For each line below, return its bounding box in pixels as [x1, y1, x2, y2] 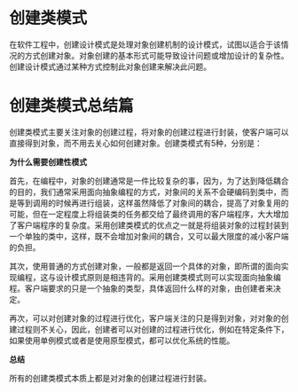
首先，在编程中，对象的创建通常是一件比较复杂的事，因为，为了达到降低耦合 [9, 175, 289, 186]
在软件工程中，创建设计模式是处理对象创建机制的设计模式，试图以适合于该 [9, 39, 281, 50]
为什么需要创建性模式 [9, 156, 87, 167]
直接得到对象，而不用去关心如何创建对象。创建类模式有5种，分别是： [9, 137, 263, 148]
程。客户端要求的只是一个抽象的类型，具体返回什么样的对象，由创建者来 [9, 283, 273, 294]
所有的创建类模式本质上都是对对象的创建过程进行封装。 [9, 372, 211, 383]
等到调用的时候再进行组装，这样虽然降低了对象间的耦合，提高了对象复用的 [16, 197, 289, 208]
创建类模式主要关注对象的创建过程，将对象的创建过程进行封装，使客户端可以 [9, 126, 289, 137]
